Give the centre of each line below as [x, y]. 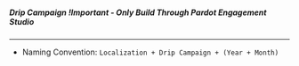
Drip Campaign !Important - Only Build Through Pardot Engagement [138, 12]
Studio [22, 21]
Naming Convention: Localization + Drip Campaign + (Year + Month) [150, 52]
